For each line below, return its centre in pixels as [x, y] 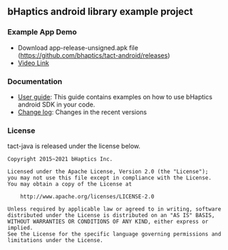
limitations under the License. [55, 241]
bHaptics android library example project [100, 12]
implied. [20, 228]
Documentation [35, 81]
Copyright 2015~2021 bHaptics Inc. [60, 159]
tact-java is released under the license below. [74, 146]
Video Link [33, 63]
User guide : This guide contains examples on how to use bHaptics [115, 96]
